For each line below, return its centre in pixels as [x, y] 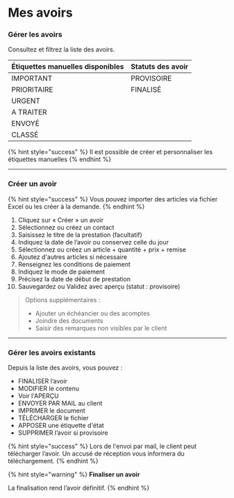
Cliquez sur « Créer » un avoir [60, 219]
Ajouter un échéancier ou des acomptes [93, 313]
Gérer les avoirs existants [52, 352]
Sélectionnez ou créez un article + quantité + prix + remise [102, 249]
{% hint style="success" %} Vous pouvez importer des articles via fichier [113, 199]
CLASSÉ [25, 135]
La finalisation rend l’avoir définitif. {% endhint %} [79, 488]
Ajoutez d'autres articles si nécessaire [73, 257]
